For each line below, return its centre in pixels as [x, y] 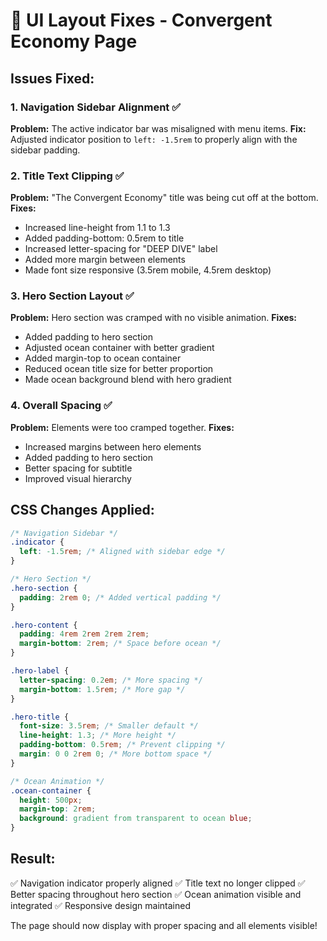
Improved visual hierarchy [78, 478]
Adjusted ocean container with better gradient [119, 348]
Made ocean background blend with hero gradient [128, 380]
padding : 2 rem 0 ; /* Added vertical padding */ [120, 597]
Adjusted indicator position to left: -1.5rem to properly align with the [154, 139]
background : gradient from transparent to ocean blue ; [136, 819]
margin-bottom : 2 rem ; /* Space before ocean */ [120, 644]
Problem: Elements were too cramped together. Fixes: [122, 427]
